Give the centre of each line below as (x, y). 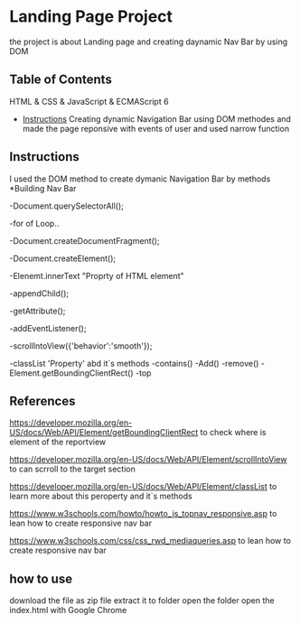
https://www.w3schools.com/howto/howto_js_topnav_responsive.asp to (143, 514)
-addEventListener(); (48, 328)
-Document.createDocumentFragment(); (84, 240)
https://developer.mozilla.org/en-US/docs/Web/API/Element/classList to (143, 487)
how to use (41, 578)
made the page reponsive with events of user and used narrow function (156, 128)
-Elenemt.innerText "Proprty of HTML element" (97, 275)
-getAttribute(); (37, 311)
